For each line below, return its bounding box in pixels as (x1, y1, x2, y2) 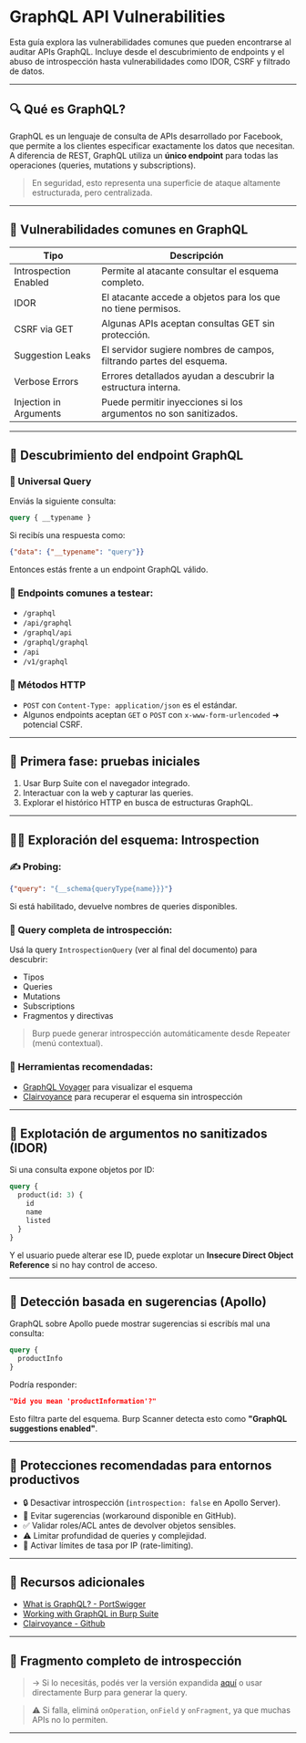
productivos (9, 1472, 80, 1488)
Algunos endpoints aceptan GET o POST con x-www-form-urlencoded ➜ (22, 709, 280, 720)
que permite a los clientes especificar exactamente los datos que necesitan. (9, 140, 295, 151)
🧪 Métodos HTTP (9, 679, 87, 691)
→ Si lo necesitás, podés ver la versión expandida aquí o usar (31, 1677, 262, 1688)
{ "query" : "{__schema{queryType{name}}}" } (9, 885, 173, 894)
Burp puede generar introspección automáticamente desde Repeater (31, 1028, 291, 1039)
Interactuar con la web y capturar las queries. (22, 787, 194, 799)
